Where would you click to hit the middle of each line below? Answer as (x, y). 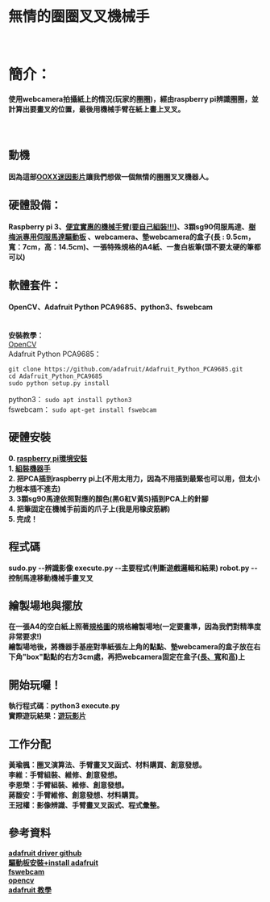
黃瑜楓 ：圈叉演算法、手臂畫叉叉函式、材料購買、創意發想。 (107, 765)
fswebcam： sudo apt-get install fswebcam (83, 409)
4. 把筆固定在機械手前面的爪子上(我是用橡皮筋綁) (89, 509)
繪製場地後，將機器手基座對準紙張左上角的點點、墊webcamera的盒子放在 (131, 647)
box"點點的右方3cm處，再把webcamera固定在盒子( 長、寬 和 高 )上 (136, 657)
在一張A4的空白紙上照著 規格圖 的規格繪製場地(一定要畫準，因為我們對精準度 (135, 627)
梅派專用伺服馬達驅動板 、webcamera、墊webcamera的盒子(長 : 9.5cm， (132, 237)
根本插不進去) (38, 489)
